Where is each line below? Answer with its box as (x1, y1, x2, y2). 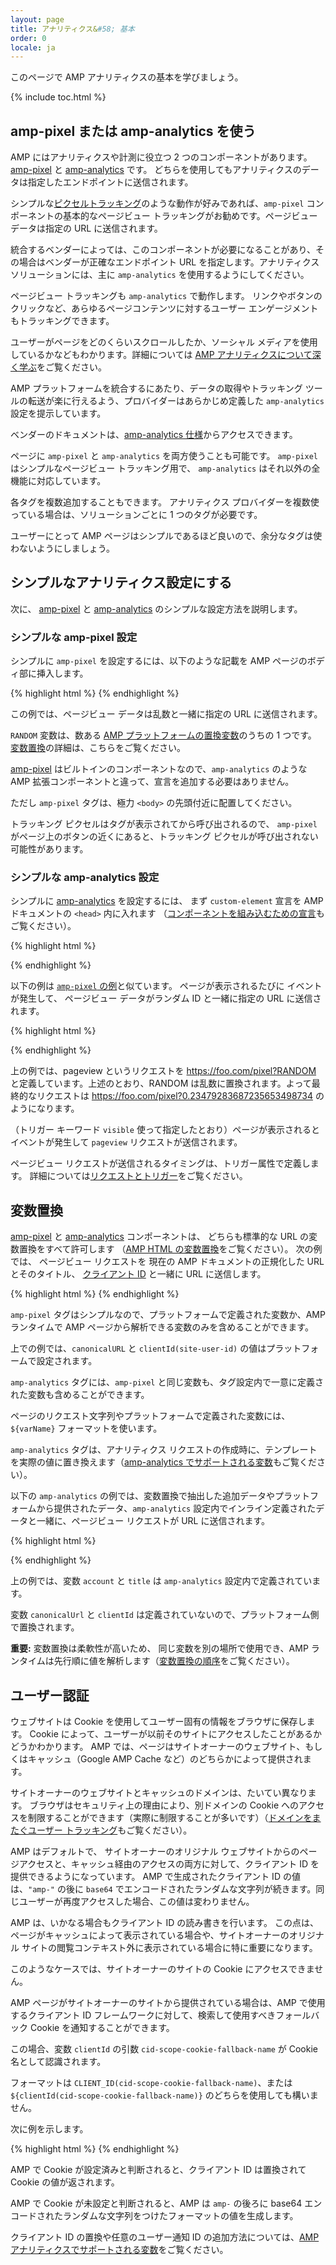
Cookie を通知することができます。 (29, 2022, 175, 2034)
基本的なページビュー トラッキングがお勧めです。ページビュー (62, 210, 318, 222)
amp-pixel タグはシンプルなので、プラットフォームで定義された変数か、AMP (10, 1309, 326, 1321)
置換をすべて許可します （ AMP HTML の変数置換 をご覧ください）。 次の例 (18, 1243, 323, 1255)
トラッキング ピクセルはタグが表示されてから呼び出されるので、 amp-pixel (10, 818, 318, 830)
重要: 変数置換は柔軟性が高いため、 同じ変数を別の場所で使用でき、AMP (10, 1642, 309, 1655)
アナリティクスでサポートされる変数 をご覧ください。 (10, 2244, 229, 2256)
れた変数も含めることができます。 (10, 1389, 150, 1401)
